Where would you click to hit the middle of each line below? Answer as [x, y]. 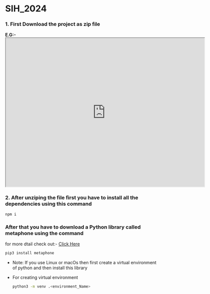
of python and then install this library [50, 268]
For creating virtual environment [45, 277]
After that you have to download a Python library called [73, 227]
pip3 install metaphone [30, 253]
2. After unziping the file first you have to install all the [72, 198]
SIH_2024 [26, 9]
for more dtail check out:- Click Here [43, 244]
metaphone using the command [44, 233]
